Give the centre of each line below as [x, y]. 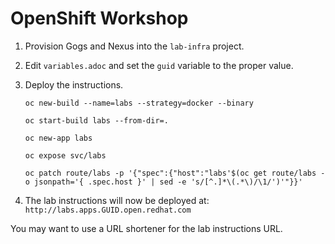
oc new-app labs [58, 138]
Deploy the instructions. [74, 84]
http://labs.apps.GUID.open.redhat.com [108, 210]
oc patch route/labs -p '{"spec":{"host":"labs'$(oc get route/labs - [175, 173]
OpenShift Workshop [99, 18]
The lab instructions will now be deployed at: [117, 200]
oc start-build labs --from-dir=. [96, 120]
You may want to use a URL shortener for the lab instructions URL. [146, 228]
